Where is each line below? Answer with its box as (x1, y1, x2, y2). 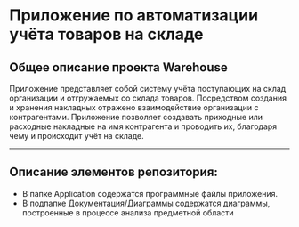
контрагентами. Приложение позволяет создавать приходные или (9, 112, 263, 122)
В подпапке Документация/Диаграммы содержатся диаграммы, (21, 198, 271, 208)
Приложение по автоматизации (9, 5, 259, 26)
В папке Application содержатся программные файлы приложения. (21, 188, 279, 199)
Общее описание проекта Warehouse (9, 60, 229, 75)
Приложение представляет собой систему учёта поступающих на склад (9, 84, 287, 93)
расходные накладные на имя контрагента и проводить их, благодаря (9, 121, 278, 132)
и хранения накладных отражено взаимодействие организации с (9, 102, 259, 112)
